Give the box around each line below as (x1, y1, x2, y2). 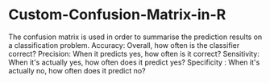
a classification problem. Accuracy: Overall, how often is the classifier (8, 40, 240, 49)
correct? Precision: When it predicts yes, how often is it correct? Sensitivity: (8, 49, 260, 58)
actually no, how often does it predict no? (8, 65, 147, 75)
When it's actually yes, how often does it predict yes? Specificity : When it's (8, 57, 260, 67)
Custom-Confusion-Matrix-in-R (8, 6, 226, 24)
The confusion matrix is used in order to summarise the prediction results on (8, 32, 263, 41)
